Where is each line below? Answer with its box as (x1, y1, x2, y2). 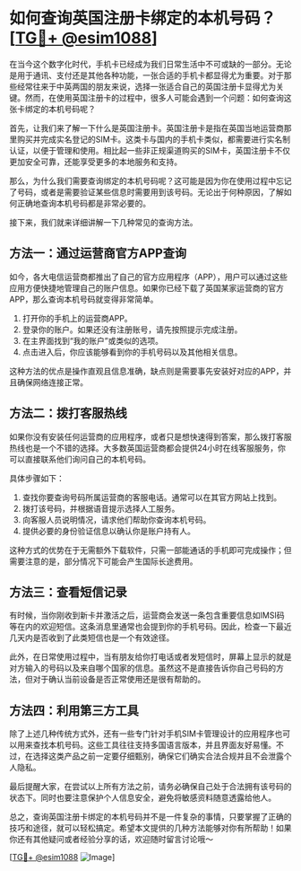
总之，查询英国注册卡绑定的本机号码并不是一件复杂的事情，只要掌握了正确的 (9, 812, 292, 823)
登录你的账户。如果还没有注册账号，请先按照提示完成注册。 (21, 324, 243, 335)
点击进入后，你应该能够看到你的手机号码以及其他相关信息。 (21, 347, 243, 357)
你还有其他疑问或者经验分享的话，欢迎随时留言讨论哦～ (9, 834, 213, 845)
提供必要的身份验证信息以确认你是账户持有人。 (21, 525, 195, 536)
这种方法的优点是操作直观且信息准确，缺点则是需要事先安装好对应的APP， (9, 365, 284, 376)
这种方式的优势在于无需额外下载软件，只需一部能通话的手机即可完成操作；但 (9, 544, 292, 555)
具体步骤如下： (9, 472, 64, 483)
